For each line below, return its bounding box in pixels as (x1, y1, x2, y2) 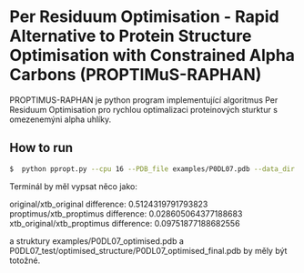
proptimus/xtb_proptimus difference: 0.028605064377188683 (9, 207, 243, 219)
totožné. (9, 255, 41, 266)
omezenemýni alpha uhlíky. (9, 114, 112, 125)
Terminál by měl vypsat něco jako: (9, 180, 138, 192)
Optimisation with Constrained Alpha (9, 45, 296, 66)
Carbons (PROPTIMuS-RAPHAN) (9, 65, 262, 86)
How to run (9, 140, 74, 156)
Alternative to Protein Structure (9, 25, 252, 46)
